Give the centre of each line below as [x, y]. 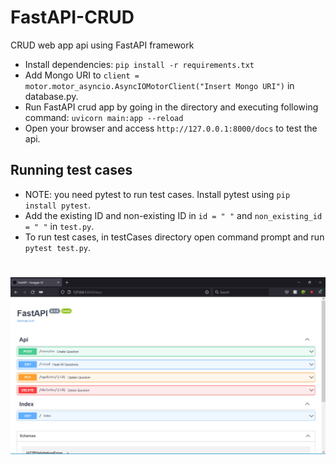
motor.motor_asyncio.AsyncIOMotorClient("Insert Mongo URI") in [159, 85]
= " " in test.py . [59, 226]
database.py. [51, 96]
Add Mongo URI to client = [82, 75]
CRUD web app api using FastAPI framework [102, 45]
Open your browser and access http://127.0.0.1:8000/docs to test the [171, 128]
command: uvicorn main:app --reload [104, 117]
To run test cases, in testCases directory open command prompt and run [174, 237]
